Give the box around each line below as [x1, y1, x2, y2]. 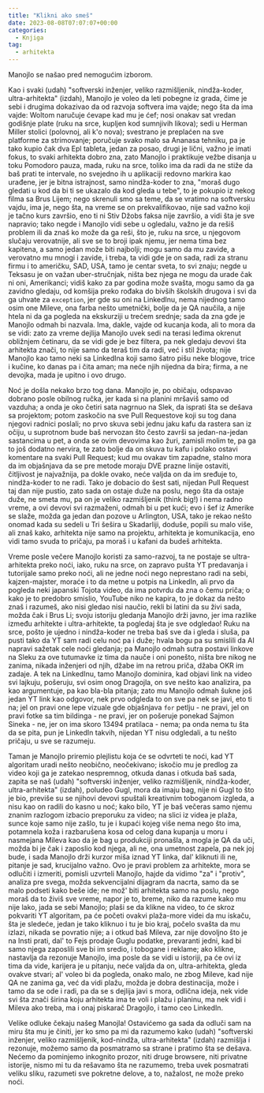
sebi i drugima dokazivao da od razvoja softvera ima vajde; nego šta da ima [8, 102, 254, 111]
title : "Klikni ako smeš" [8, 11, 93, 20]
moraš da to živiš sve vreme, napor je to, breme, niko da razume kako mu [8, 894, 247, 904]
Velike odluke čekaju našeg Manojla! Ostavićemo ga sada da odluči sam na [8, 1019, 252, 1027]
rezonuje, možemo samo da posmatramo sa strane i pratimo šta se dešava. [8, 1043, 252, 1053]
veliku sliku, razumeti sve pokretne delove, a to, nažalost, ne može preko [8, 1069, 244, 1078]
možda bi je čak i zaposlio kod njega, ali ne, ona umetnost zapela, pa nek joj [8, 844, 255, 853]
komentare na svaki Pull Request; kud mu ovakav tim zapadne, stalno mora [8, 453, 252, 462]
